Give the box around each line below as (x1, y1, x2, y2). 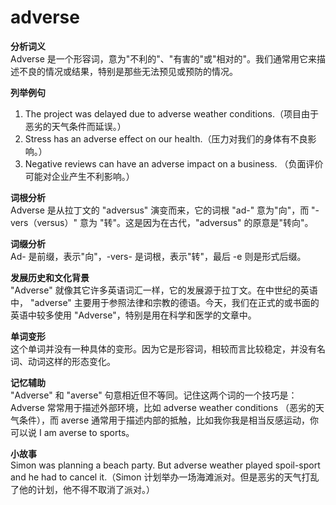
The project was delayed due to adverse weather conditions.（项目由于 (24, 107, 320, 120)
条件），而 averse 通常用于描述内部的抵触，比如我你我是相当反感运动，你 (18, 414, 320, 426)
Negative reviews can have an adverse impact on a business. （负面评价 (24, 157, 324, 170)
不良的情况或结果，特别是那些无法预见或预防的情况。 (18, 65, 238, 77)
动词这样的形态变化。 (27, 355, 116, 367)
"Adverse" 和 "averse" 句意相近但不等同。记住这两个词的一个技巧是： (10, 389, 298, 401)
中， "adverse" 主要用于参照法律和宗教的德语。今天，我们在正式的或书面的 (10, 296, 320, 308)
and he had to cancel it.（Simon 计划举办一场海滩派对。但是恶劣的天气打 (10, 471, 311, 483)
